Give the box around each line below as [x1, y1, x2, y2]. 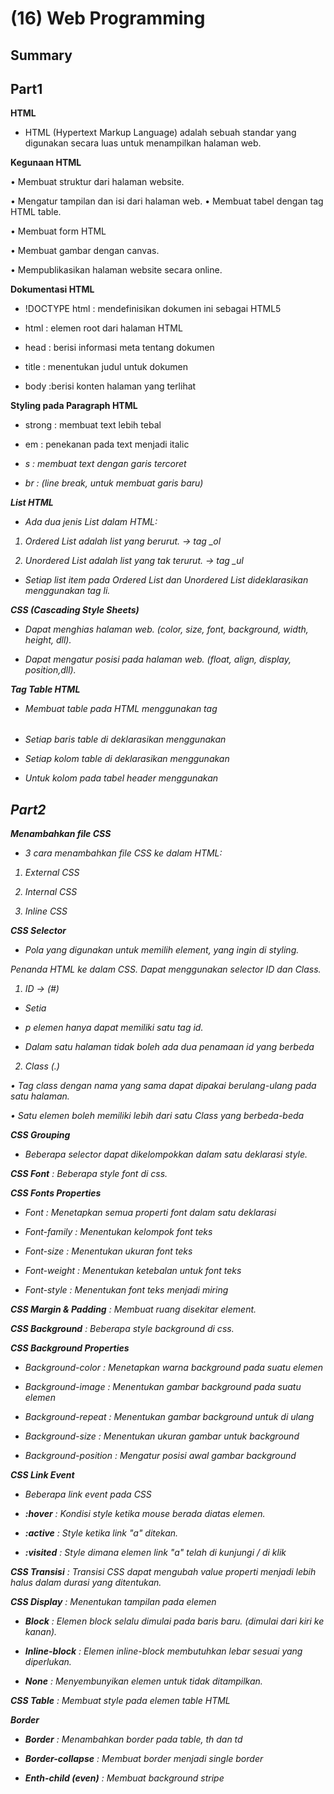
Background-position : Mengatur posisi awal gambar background [24, 1450, 297, 1462]
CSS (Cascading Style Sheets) [10, 604, 140, 616]
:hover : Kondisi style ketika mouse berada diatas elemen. [24, 1508, 266, 1520]
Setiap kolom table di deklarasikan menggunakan [24, 753, 230, 765]
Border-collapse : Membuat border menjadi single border [24, 1753, 264, 1765]
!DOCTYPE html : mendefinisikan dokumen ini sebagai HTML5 [24, 303, 282, 315]
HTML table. [10, 206, 62, 218]
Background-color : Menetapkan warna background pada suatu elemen [24, 1362, 324, 1374]
